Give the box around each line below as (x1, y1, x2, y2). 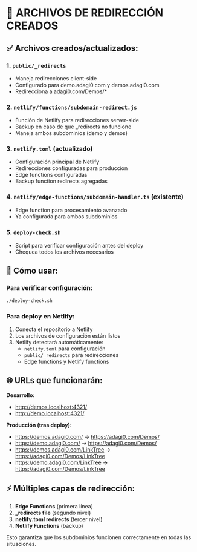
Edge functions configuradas (15, 171, 88, 179)
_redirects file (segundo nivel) (15, 509, 91, 516)
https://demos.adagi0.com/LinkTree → (15, 445, 111, 453)
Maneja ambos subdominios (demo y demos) (15, 130, 128, 137)
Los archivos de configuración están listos (15, 332, 121, 339)
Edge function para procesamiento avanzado (15, 206, 128, 214)
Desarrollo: (6, 391, 35, 399)
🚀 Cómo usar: (6, 266, 59, 276)
